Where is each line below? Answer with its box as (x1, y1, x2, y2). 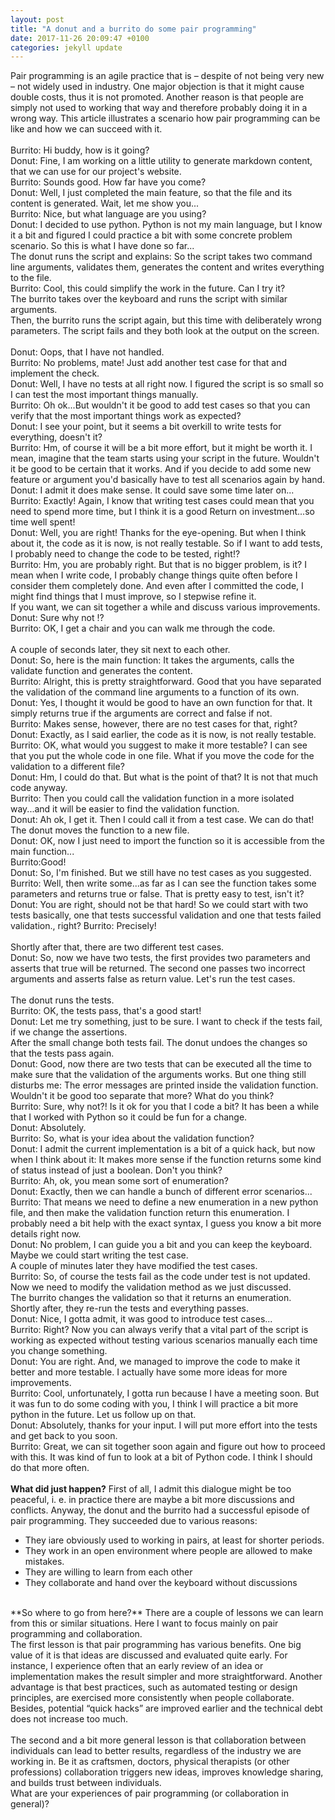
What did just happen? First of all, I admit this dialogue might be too (10, 1483, 292, 1495)
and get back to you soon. (10, 1430, 118, 1442)
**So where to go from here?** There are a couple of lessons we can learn (10, 1607, 324, 1619)
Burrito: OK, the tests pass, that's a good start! (10, 1005, 202, 1017)
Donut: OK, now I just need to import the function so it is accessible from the (10, 835, 325, 847)
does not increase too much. (10, 1713, 129, 1725)
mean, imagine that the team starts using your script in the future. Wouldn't (10, 452, 320, 465)
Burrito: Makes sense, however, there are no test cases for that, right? (10, 718, 298, 730)
